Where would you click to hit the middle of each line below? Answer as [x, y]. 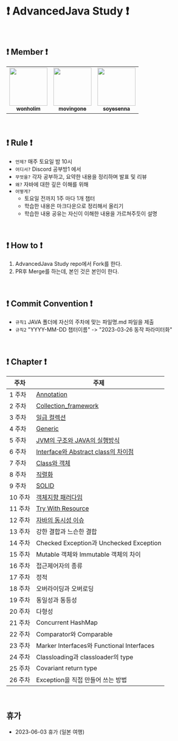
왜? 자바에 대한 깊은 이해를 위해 [52, 184]
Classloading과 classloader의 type [85, 657]
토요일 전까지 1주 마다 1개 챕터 [60, 198]
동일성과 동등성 [56, 600]
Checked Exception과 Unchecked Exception [99, 543]
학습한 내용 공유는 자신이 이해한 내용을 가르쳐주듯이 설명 [91, 214]
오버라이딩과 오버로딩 [65, 589]
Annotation [52, 394]
